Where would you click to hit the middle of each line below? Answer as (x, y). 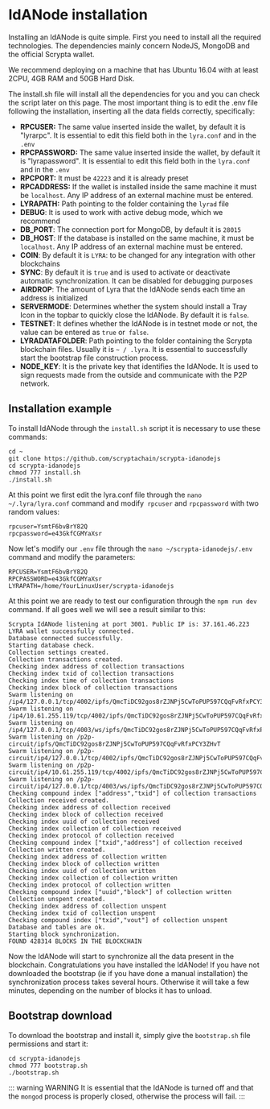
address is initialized (54, 298)
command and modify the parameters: (72, 557)
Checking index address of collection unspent (88, 906)
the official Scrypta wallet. (51, 54)
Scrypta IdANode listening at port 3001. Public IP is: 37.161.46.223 (129, 624)
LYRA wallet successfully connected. (72, 631)
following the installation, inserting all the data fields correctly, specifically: (132, 111)
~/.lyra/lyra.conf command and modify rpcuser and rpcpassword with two (134, 503)
